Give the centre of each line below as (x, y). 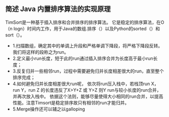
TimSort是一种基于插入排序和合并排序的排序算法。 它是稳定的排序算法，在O (85, 22)
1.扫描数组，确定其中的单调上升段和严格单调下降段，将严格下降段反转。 (88, 46)
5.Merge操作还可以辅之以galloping (49, 109)
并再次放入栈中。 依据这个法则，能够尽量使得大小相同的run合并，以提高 (88, 96)
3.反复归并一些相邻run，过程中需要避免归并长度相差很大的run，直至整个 (88, 71)
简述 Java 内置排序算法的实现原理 (58, 9)
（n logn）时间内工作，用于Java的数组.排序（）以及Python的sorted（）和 (83, 28)
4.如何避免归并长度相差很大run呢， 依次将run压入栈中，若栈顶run (81, 84)
